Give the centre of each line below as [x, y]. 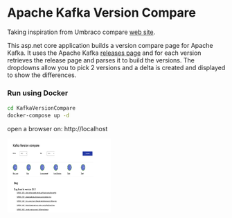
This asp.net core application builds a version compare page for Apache [110, 45]
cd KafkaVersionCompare [42, 108]
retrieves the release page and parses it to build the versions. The [101, 60]
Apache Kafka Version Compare [101, 13]
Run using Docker [38, 93]
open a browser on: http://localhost [57, 128]
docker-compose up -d [38, 116]
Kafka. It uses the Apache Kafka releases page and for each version [104, 53]
